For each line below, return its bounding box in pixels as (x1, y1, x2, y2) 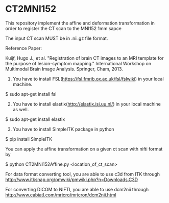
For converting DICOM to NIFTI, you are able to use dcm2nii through (5, 186, 149, 192)
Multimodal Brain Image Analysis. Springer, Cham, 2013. (5, 66, 124, 72)
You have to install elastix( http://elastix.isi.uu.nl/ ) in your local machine (12, 100, 161, 107)
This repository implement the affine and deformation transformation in (5, 20, 155, 26)
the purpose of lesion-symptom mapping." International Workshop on (5, 60, 152, 66)
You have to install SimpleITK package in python (12, 126, 114, 132)
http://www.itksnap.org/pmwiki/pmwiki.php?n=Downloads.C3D (5, 176, 138, 183)
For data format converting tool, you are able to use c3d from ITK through (5, 171, 160, 177)
